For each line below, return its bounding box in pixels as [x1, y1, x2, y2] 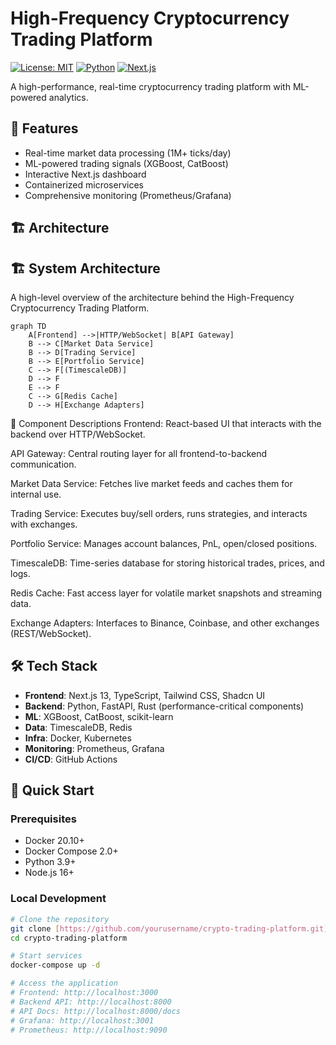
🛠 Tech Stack [10, 658, 98, 675]
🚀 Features [10, 120, 79, 137]
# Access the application [10, 978, 118, 989]
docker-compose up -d [10, 960, 101, 971]
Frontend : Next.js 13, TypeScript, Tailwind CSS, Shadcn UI [24, 689, 266, 701]
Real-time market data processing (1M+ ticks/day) [24, 147, 232, 159]
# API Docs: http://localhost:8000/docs [10, 1006, 182, 1016]
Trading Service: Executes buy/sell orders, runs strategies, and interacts [10, 507, 308, 519]
